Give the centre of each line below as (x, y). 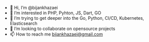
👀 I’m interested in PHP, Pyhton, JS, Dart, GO (55, 13)
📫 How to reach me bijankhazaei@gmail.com (56, 34)
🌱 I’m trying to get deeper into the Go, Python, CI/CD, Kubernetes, (77, 18)
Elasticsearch (24, 23)
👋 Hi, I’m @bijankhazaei (34, 8)
